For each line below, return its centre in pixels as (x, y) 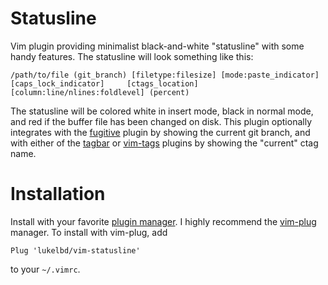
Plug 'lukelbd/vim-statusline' (75, 250)
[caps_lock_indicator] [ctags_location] (104, 83)
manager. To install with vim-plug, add (89, 232)
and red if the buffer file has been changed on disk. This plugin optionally (161, 121)
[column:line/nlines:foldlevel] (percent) (100, 92)
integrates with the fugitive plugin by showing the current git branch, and (160, 132)
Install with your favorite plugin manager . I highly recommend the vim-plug (163, 221)
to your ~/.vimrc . (45, 269)
